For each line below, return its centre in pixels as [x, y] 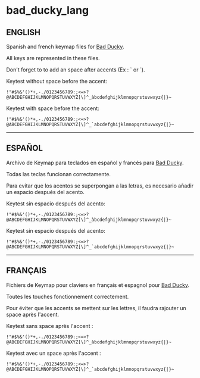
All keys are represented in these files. [53, 58]
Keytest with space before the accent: [53, 108]
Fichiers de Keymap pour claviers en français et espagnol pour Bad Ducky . [98, 285]
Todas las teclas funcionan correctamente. [59, 174]
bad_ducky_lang [48, 10]
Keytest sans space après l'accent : [50, 326]
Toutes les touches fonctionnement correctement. [68, 296]
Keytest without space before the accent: [57, 81]
